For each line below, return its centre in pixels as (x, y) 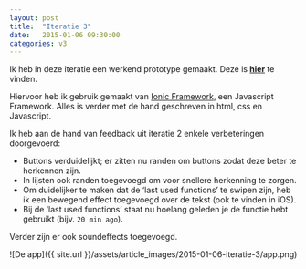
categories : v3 (38, 43)
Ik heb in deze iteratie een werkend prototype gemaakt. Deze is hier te (142, 69)
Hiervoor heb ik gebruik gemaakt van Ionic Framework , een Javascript (142, 97)
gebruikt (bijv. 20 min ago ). (73, 219)
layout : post (34, 18)
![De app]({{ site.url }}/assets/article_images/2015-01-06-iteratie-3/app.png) (153, 254)
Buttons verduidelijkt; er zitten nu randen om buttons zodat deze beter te (159, 161)
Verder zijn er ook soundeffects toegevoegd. (94, 237)
